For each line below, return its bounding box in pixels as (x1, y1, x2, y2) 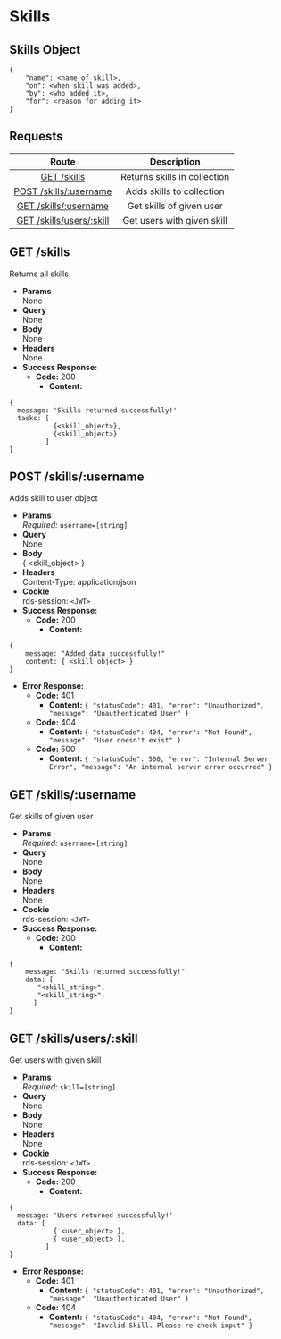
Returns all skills (9, 268, 70, 279)
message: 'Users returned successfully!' (17, 1211, 174, 1220)
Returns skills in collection (120, 170, 230, 182)
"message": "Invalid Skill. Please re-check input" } (48, 1321, 253, 1330)
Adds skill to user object (9, 493, 98, 504)
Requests (9, 129, 63, 144)
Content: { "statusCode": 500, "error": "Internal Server (48, 753, 269, 764)
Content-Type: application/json (21, 577, 136, 588)
